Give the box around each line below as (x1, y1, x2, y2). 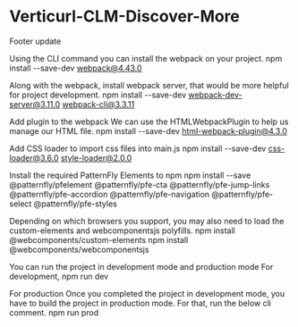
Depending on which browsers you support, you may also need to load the (9, 215, 285, 226)
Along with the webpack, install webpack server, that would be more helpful (9, 80, 289, 90)
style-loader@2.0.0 (60, 152, 132, 163)
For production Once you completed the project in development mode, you (9, 288, 285, 298)
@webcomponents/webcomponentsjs (9, 244, 149, 255)
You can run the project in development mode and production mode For (9, 261, 274, 272)
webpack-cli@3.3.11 (62, 98, 135, 109)
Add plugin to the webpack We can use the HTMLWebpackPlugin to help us (9, 116, 289, 127)
